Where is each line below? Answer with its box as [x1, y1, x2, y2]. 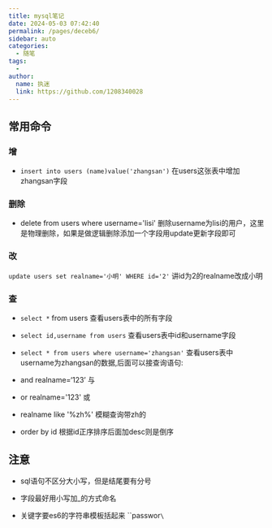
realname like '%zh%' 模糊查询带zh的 [19, 409, 146, 419]
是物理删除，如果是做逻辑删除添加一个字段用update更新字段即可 [19, 228, 236, 238]
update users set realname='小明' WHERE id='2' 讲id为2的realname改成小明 [8, 270, 263, 280]
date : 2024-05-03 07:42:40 [8, 19, 100, 28]
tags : [8, 58, 27, 66]
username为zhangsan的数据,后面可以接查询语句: [19, 357, 183, 367]
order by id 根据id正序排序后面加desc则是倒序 [19, 426, 175, 436]
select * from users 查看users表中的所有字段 [19, 313, 173, 322]
